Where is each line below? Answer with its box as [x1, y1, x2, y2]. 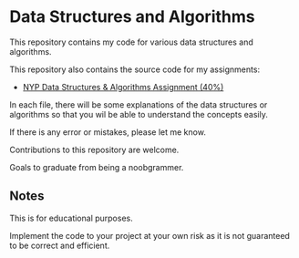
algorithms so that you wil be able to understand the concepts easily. [9, 108, 269, 119]
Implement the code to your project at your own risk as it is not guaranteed [9, 230, 290, 241]
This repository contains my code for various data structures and [9, 36, 253, 47]
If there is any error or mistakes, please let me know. [9, 126, 207, 138]
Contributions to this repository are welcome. [9, 144, 180, 155]
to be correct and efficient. [9, 240, 110, 251]
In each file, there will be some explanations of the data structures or [9, 98, 268, 110]
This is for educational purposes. [9, 212, 134, 223]
